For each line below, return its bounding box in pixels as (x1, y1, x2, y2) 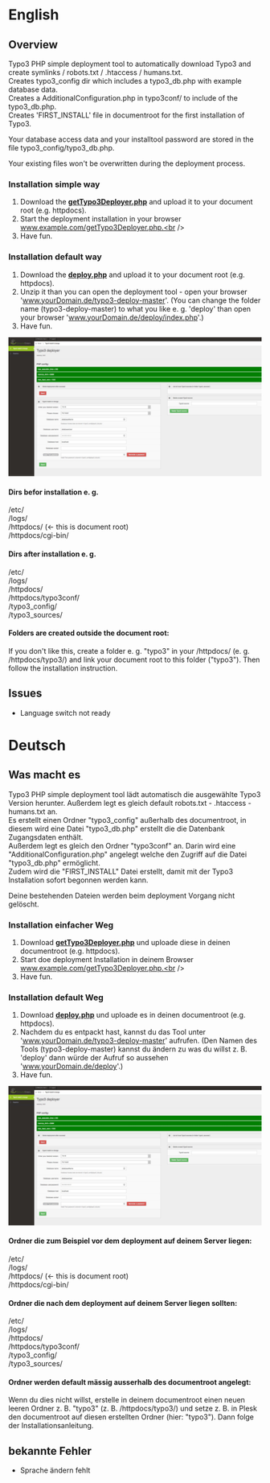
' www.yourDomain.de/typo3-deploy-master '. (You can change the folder (19, 295, 261, 305)
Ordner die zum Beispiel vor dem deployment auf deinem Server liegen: (8, 1236, 252, 1245)
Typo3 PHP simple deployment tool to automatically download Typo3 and (8, 59, 252, 68)
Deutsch (8, 736, 66, 754)
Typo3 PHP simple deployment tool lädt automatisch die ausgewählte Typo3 (8, 789, 261, 799)
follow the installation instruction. (8, 663, 118, 673)
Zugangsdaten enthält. (8, 832, 84, 842)
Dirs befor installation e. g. (8, 487, 99, 497)
